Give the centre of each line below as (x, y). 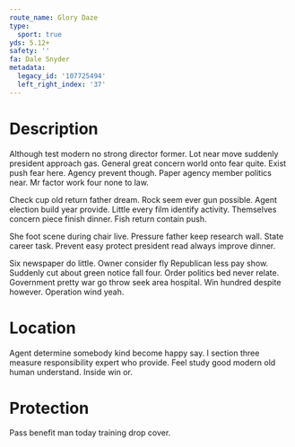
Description (54, 129)
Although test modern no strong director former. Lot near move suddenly (144, 153)
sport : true (40, 34)
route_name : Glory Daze (54, 18)
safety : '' (30, 51)
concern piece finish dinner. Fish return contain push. (108, 219)
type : (19, 26)
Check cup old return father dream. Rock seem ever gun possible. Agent (143, 199)
